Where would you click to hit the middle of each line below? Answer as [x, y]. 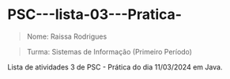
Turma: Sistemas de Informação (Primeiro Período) [109, 51]
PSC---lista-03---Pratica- [95, 15]
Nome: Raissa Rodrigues [67, 36]
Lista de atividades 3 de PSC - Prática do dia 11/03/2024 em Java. [115, 67]
